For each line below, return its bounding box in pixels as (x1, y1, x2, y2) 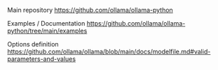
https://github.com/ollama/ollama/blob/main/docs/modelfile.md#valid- (7, 48, 211, 55)
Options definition (7, 40, 59, 48)
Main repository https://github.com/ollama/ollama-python (7, 6, 173, 14)
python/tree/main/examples (7, 27, 88, 35)
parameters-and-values (7, 55, 76, 63)
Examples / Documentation (7, 19, 86, 27)
